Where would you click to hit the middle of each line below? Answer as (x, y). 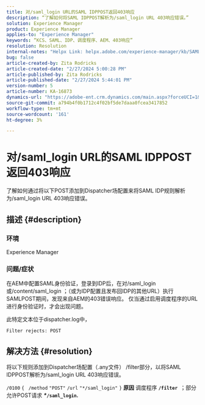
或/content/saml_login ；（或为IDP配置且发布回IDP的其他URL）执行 (90, 291)
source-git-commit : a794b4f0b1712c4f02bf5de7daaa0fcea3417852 (87, 103)
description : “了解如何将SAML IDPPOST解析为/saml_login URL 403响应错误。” (98, 18)
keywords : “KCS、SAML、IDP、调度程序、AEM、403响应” (70, 40)
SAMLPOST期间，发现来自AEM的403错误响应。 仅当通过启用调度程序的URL (102, 299)
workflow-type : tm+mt (34, 108)
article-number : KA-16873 (39, 92)
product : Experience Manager (43, 29)
